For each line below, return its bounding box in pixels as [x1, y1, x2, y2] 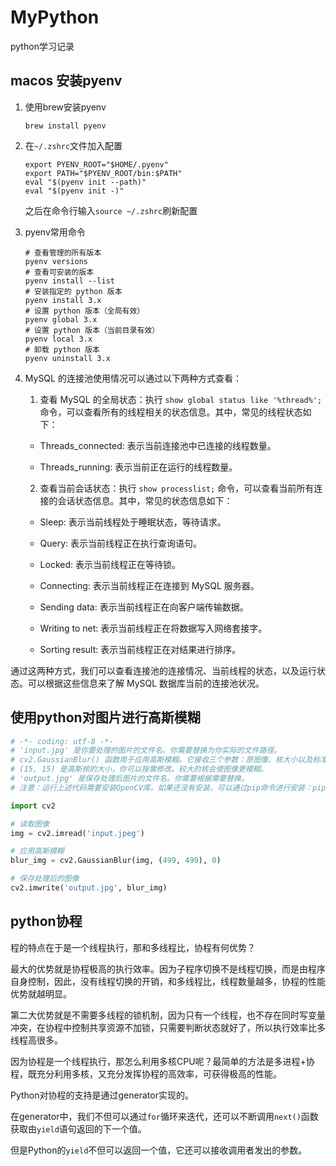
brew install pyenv [24, 121, 107, 131]
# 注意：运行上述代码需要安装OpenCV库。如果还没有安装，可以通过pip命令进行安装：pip [10, 782, 327, 793]
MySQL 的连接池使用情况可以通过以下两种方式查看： [24, 372, 242, 384]
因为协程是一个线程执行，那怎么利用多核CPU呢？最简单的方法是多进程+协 [10, 1055, 315, 1067]
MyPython [10, 6, 100, 29]
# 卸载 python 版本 [24, 344, 100, 355]
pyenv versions [24, 256, 89, 266]
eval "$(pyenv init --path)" [24, 177, 147, 187]
